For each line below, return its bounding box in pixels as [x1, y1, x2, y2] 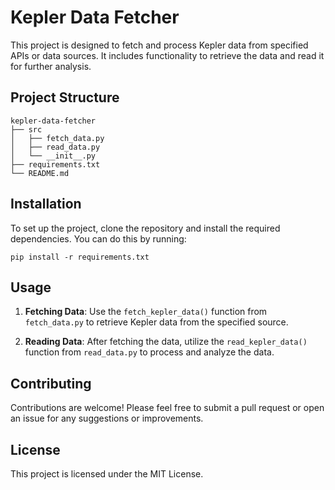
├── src [10, 124, 43, 135]
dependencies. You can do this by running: [10, 232, 187, 245]
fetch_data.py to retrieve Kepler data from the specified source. [24, 316, 289, 328]
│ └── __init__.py [10, 151, 97, 161]
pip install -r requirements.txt [10, 252, 150, 262]
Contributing [10, 375, 92, 392]
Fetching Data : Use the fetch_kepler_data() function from [24, 306, 268, 318]
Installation [10, 196, 82, 213]
